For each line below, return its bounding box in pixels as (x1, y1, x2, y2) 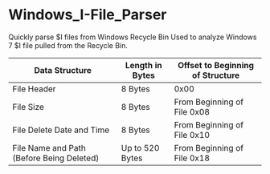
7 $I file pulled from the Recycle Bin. (8, 40, 129, 50)
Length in (125, 59, 162, 71)
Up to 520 (121, 142, 160, 153)
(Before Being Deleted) (12, 152, 100, 164)
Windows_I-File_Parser (8, 6, 167, 24)
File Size (12, 101, 44, 112)
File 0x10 (174, 129, 211, 140)
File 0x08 (174, 106, 211, 117)
